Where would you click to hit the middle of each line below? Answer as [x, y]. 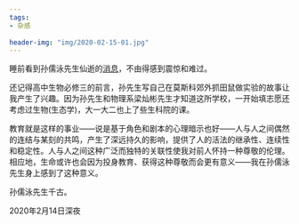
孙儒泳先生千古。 [40, 192]
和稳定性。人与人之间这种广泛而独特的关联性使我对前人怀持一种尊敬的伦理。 [149, 151]
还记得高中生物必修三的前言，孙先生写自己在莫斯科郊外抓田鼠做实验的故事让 [149, 88]
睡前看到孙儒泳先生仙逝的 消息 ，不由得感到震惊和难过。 [110, 68]
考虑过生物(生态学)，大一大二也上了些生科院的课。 [102, 110]
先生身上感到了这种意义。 [56, 173]
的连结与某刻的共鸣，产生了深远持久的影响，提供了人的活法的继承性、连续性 [149, 140]
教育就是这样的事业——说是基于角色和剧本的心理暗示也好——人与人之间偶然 [149, 129]
